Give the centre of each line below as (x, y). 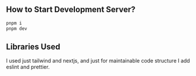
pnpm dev (17, 29)
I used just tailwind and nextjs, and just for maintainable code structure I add (98, 61)
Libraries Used (33, 46)
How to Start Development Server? (71, 10)
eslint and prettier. (28, 67)
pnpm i (14, 23)
